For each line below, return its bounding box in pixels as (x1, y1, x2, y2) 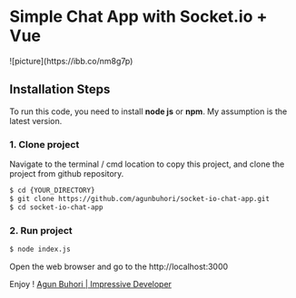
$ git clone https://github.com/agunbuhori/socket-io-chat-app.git (9, 194, 271, 203)
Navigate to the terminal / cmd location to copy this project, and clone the (9, 159, 285, 169)
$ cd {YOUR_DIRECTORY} (9, 186, 95, 196)
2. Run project (9, 224, 73, 236)
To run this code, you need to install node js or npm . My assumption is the (9, 106, 288, 117)
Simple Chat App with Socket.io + (9, 6, 268, 27)
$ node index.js (9, 245, 71, 254)
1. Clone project (9, 138, 80, 150)
